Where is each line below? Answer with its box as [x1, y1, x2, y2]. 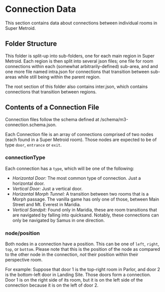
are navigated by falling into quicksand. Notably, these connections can [12, 212, 159, 218]
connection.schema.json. [5, 122, 57, 128]
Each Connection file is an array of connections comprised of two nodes [5, 131, 154, 137]
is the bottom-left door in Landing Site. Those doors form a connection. [5, 272, 152, 278]
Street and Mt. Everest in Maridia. [12, 201, 81, 207]
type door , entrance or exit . [5, 142, 62, 147]
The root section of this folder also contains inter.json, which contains [5, 83, 148, 89]
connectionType [5, 154, 46, 161]
